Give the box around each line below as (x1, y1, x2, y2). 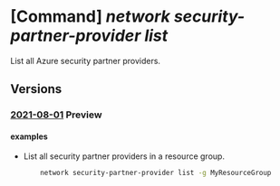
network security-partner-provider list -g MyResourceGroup (40, 169, 272, 178)
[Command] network (10, 6, 171, 27)
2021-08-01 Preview (10, 108, 102, 121)
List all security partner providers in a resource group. (23, 151, 226, 162)
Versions (10, 81, 63, 97)
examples (10, 131, 48, 142)
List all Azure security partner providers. (10, 55, 161, 66)
